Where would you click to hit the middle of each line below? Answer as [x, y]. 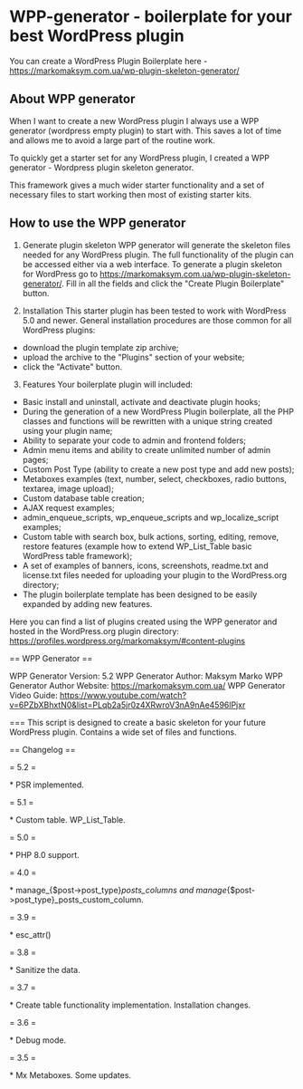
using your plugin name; [67, 430]
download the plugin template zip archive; [100, 347]
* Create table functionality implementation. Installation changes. [130, 1005]
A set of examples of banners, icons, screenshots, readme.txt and [145, 565]
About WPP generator [72, 99]
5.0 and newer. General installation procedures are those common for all [157, 320]
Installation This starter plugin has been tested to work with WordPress [154, 311]
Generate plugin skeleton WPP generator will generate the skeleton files [156, 245]
